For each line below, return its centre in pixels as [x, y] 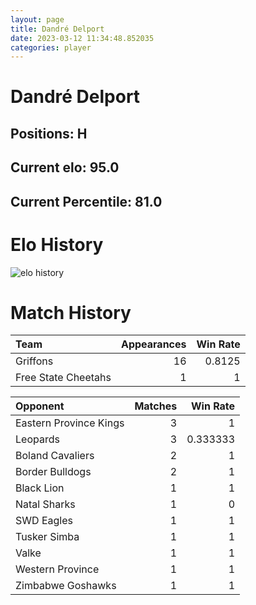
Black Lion [40, 488]
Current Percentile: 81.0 [86, 201]
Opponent [40, 406]
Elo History [57, 244]
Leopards [37, 439]
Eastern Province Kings [70, 423]
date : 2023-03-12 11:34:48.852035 [82, 38]
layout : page [37, 19]
